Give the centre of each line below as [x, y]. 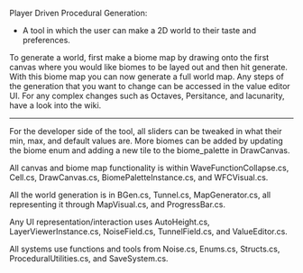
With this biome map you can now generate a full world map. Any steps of [147, 77]
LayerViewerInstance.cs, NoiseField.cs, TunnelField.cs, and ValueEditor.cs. [149, 232]
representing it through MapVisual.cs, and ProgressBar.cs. [118, 205]
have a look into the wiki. [55, 105]
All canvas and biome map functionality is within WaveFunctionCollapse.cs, [149, 168]
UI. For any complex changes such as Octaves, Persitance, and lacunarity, [147, 96]
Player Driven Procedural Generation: [78, 13]
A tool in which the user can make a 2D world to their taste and [139, 30]
